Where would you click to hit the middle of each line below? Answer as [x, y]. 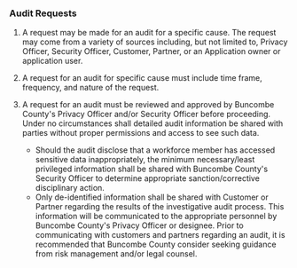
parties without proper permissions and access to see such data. [141, 133]
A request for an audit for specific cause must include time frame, [142, 78]
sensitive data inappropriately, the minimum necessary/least [145, 160]
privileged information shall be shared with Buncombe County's [152, 169]
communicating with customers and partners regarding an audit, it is [160, 235]
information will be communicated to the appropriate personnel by [156, 217]
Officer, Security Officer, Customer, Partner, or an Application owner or [151, 51]
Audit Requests [43, 13]
